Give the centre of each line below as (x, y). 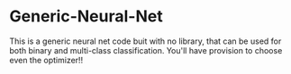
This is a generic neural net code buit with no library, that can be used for (145, 41)
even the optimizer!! (46, 60)
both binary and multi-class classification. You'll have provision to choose (146, 50)
